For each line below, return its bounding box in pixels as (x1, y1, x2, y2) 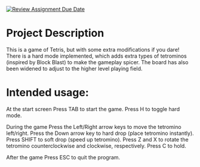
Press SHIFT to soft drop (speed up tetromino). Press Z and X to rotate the (6, 136, 189, 143)
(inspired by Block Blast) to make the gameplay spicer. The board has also (6, 58, 189, 65)
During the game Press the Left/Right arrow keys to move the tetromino (6, 123, 181, 130)
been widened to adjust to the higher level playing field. (6, 65, 143, 72)
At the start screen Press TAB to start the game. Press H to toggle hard (6, 105, 180, 112)
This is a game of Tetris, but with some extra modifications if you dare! (6, 46, 180, 53)
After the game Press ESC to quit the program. (6, 153, 121, 160)
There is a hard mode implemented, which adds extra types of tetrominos (6, 52, 187, 59)
